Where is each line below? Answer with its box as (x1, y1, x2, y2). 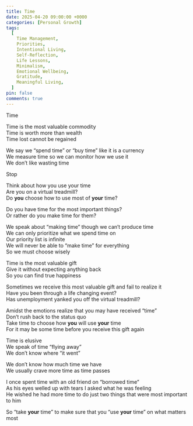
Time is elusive (6, 337, 42, 344)
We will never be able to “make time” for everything (6, 242, 129, 249)
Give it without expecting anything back (6, 266, 101, 273)
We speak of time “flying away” (6, 343, 82, 350)
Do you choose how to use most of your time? (6, 194, 118, 201)
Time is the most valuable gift (6, 259, 77, 266)
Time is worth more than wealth (6, 129, 82, 136)
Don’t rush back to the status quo (6, 313, 86, 320)
